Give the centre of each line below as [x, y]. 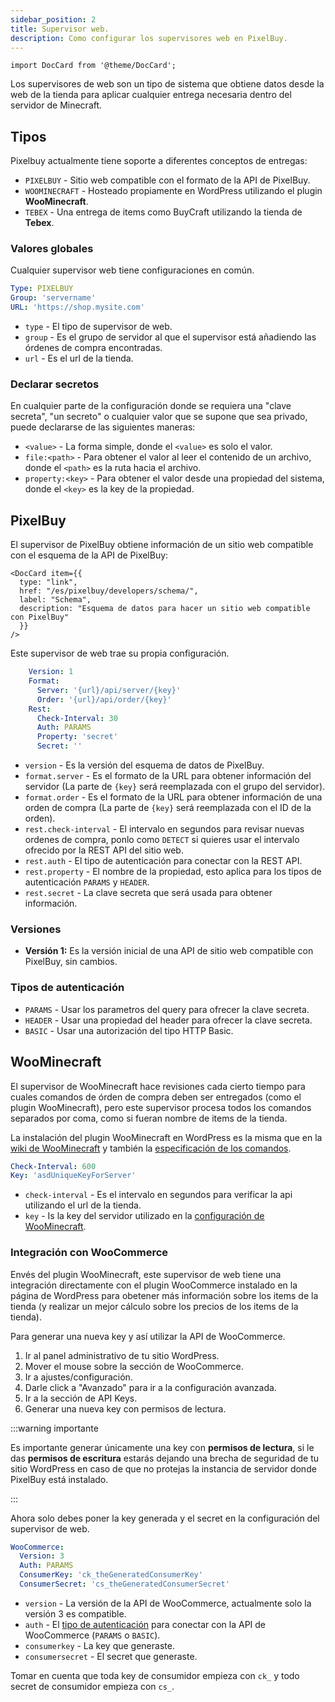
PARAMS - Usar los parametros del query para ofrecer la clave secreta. [167, 1009]
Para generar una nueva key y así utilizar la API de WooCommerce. [148, 1336]
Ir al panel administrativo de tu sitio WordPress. [122, 1355]
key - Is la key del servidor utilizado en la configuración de [144, 1216]
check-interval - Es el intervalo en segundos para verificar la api [158, 1195]
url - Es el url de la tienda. [79, 358]
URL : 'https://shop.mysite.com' [77, 307]
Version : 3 [42, 1556]
